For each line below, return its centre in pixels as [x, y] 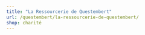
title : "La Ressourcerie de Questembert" [59, 12]
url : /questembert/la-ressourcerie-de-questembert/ [72, 17]
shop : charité [24, 23]
